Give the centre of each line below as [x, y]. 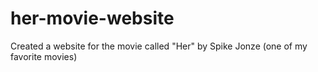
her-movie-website [92, 18]
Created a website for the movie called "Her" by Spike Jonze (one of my [159, 46]
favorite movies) [44, 56]
